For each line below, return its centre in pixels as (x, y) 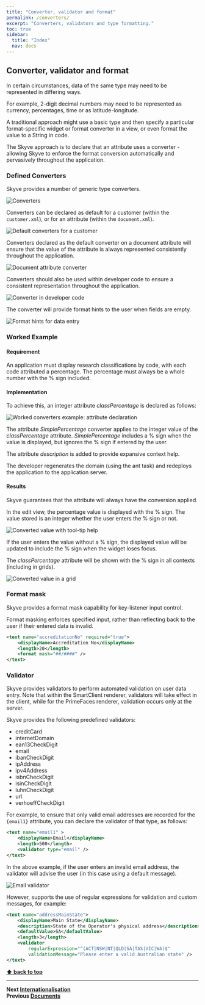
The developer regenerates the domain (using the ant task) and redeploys (99, 466)
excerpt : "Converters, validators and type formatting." (80, 23)
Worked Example (32, 337)
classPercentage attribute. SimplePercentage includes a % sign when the (99, 436)
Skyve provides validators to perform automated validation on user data (96, 689)
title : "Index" (31, 40)
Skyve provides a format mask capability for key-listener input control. (95, 607)
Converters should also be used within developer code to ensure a (90, 279)
